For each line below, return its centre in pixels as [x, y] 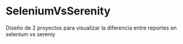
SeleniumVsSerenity [58, 11]
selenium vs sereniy [31, 34]
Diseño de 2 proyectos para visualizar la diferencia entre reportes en [91, 28]
